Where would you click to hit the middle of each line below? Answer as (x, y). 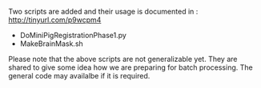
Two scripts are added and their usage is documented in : (103, 11)
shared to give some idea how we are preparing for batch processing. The (131, 67)
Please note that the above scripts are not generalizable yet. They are (123, 59)
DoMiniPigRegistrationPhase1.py (73, 35)
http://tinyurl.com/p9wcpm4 (55, 20)
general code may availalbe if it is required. (79, 76)
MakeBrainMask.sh (52, 44)
